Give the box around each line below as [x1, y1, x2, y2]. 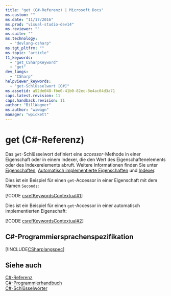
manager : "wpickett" [5, 112, 50, 118]
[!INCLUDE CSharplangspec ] [5, 246, 65, 252]
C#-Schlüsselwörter [5, 285, 47, 291]
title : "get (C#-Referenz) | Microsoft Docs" [5, 7, 104, 13]
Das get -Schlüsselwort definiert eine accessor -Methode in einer [5, 151, 141, 157]
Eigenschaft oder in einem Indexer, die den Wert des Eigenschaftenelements [5, 156, 166, 163]
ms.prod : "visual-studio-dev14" [5, 21, 74, 27]
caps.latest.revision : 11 [5, 93, 60, 98]
